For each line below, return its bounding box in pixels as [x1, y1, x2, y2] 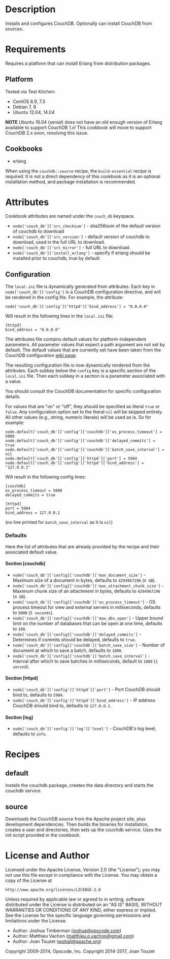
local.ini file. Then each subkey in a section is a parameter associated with [5, 373, 165, 379]
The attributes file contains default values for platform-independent [5, 336, 146, 342]
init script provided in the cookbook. [5, 832, 81, 838]
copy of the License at [5, 877, 52, 883]
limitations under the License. [5, 917, 67, 923]
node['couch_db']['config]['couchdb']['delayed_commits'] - [12, 631, 141, 637]
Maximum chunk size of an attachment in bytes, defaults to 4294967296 [12, 588, 161, 594]
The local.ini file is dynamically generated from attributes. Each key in [5, 283, 155, 290]
